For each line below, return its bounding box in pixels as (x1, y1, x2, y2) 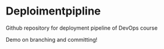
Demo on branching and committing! (5, 36, 98, 43)
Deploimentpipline (5, 4, 101, 18)
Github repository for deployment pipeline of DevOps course (5, 24, 158, 31)
